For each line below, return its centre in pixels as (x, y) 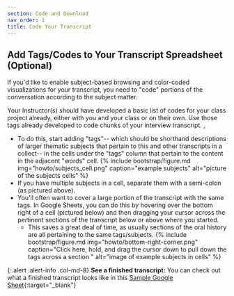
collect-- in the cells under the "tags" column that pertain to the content (120, 154)
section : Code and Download (48, 14)
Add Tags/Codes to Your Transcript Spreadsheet (115, 55)
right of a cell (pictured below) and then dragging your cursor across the (121, 213)
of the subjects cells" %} (53, 176)
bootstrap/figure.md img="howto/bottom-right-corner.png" (113, 242)
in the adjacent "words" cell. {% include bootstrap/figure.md (104, 161)
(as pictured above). (46, 190)
